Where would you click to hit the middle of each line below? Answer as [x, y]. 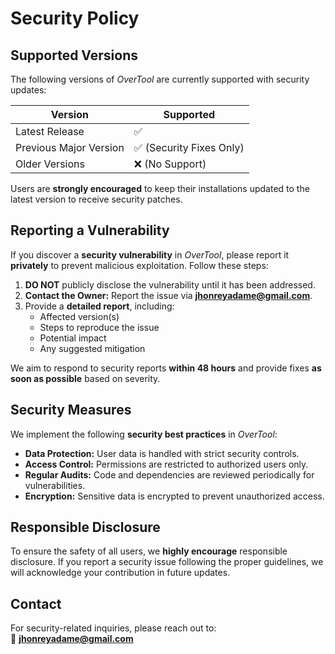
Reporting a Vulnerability [90, 230]
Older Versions [50, 164]
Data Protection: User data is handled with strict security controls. [162, 453]
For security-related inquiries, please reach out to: [113, 628]
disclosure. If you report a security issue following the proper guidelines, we [167, 562]
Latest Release [50, 131]
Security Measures [71, 410]
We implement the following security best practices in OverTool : [144, 434]
